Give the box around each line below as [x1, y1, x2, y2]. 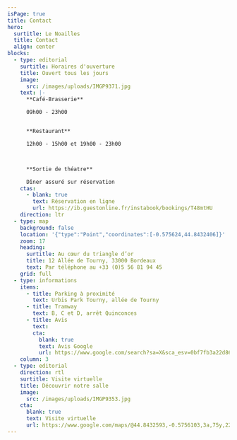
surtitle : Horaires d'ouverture [20, 63, 115, 70]
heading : [20, 244, 46, 251]
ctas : [20, 185, 37, 192]
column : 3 [20, 356, 49, 363]
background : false [20, 224, 74, 231]
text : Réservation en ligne [32, 198, 115, 205]
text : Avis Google [38, 342, 93, 350]
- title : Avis [25, 316, 68, 323]
